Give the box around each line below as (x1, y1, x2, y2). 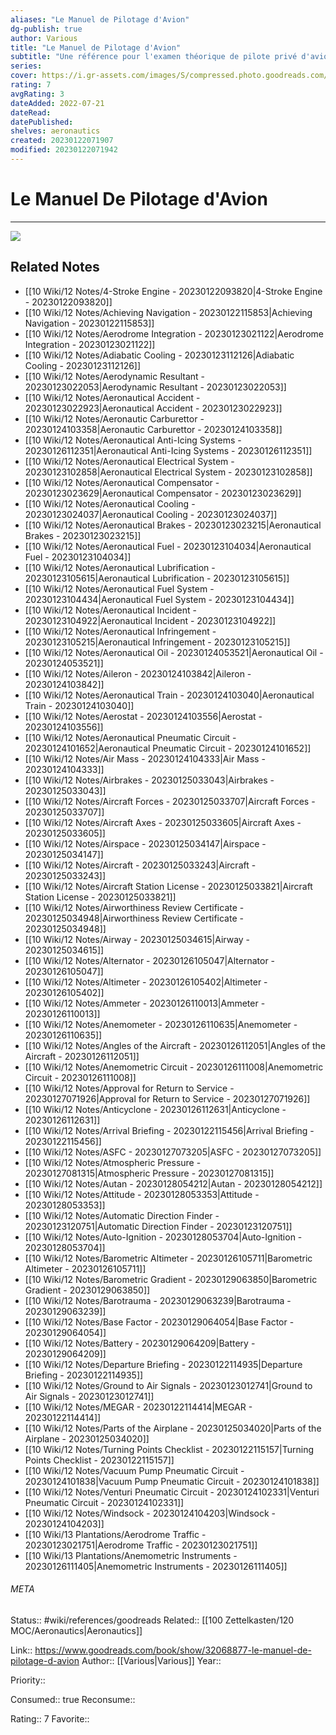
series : (10, 61, 43, 71)
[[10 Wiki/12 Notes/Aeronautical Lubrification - (24, 561, 216, 573)
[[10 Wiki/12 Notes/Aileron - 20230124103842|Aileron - (24, 667, 252, 680)
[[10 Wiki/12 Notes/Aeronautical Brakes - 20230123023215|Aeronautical (24, 519, 322, 531)
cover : (10, 71, 38, 81)
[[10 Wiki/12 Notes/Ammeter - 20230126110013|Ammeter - (24, 997, 266, 1009)
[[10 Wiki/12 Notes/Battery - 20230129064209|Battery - (24, 1337, 256, 1349)
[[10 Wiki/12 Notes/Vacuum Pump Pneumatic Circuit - (24, 1464, 245, 1476)
